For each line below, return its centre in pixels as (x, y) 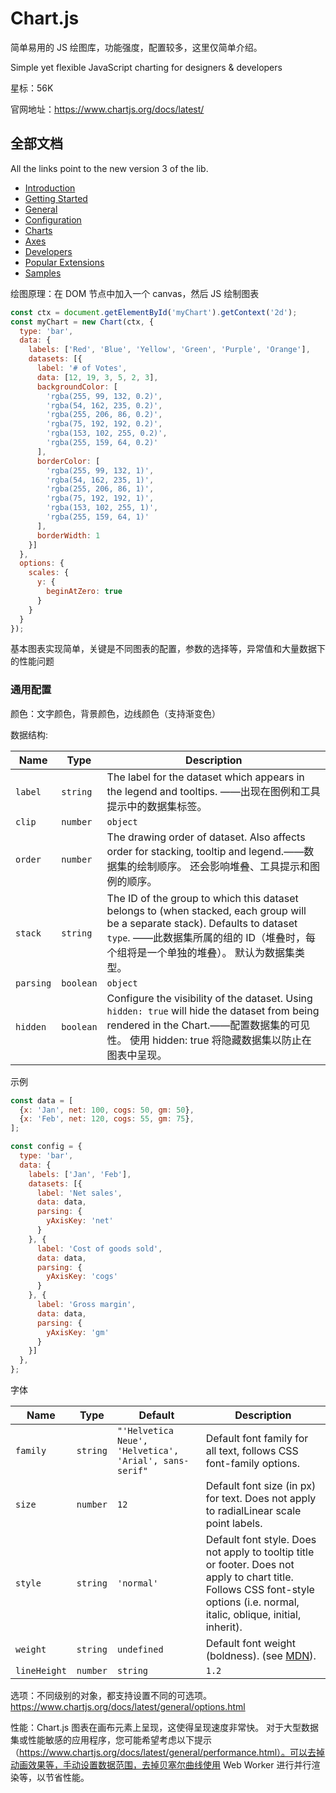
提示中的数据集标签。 (157, 806)
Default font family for (257, 1439)
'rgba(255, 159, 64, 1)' (98, 517)
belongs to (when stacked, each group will (206, 910)
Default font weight (250, 1644)
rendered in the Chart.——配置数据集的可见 (208, 1025)
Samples (43, 273)
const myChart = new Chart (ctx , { (82, 322)
